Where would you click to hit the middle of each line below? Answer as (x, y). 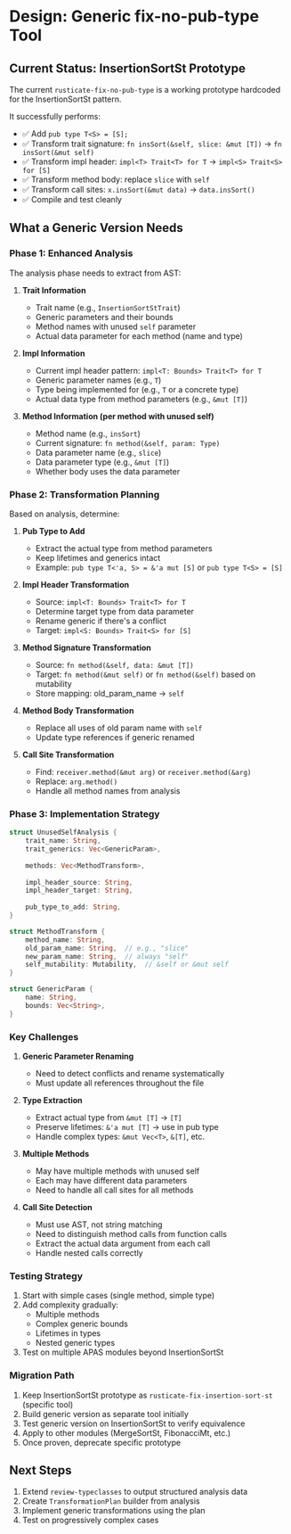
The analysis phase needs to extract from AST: (95, 273)
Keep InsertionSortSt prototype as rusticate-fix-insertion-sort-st (147, 1395)
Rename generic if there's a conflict (101, 621)
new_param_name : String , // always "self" (107, 956)
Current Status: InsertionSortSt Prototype (128, 68)
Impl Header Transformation (76, 584)
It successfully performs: (55, 116)
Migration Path (42, 1375)
